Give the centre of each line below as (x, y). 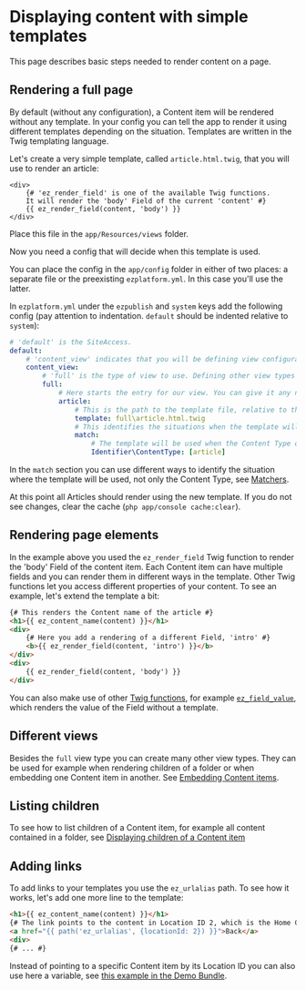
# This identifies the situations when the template (177, 427)
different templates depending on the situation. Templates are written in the (151, 131)
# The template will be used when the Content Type (191, 444)
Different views (54, 736)
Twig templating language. (59, 141)
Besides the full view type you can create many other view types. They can (153, 758)
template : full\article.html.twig (140, 418)
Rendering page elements (84, 535)
